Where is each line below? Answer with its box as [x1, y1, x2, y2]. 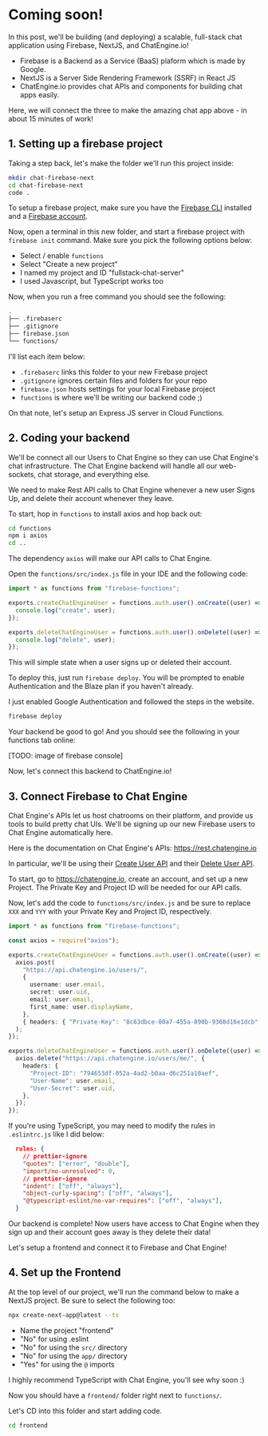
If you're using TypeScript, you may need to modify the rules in [8, 1121, 215, 1131]
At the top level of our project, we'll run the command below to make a [8, 1287, 239, 1296]
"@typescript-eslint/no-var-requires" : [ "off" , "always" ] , [22, 1197, 223, 1205]
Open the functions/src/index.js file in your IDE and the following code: [8, 569, 248, 579]
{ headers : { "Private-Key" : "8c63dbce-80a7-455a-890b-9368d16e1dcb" [22, 1017, 259, 1026]
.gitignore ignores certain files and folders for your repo [19, 376, 207, 385]
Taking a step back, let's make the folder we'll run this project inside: [8, 158, 234, 168]
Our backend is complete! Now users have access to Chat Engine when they [8, 1219, 260, 1228]
